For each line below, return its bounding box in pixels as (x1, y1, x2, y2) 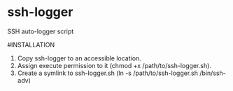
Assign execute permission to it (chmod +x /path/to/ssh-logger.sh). (17, 61, 212, 69)
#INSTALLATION (7, 40, 55, 49)
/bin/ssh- (199, 69, 226, 77)
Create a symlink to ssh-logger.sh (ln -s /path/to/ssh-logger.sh (17, 69, 198, 77)
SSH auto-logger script (7, 27, 74, 35)
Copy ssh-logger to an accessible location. (17, 53, 141, 63)
